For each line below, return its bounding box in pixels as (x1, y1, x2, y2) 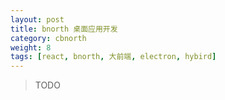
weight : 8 (10, 42, 52, 53)
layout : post (10, 14, 65, 25)
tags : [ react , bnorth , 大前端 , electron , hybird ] (10, 52, 217, 62)
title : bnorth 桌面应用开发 (10, 24, 118, 34)
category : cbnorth (10, 33, 87, 43)
